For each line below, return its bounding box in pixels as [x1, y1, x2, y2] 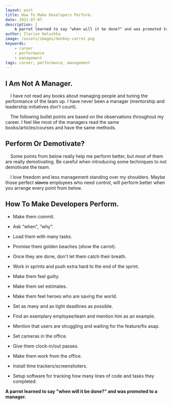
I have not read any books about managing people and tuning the [10, 93, 148, 99]
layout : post [5, 7, 33, 13]
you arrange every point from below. [5, 185, 82, 191]
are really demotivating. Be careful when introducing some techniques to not [5, 158, 167, 164]
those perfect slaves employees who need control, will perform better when [5, 179, 165, 186]
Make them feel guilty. [12, 273, 60, 279]
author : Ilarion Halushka [5, 31, 60, 36]
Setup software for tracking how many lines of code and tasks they [12, 373, 155, 379]
